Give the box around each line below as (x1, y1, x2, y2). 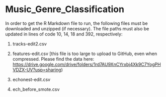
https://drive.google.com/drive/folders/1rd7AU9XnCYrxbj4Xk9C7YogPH (12, 61, 161, 67)
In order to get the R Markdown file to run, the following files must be (5, 20, 148, 26)
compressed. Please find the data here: (12, 56, 95, 62)
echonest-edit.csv (12, 76, 51, 82)
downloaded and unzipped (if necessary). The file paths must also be (5, 25, 149, 31)
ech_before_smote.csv (12, 86, 60, 92)
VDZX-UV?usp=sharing (12, 67, 61, 73)
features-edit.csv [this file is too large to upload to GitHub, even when (12, 51, 157, 57)
